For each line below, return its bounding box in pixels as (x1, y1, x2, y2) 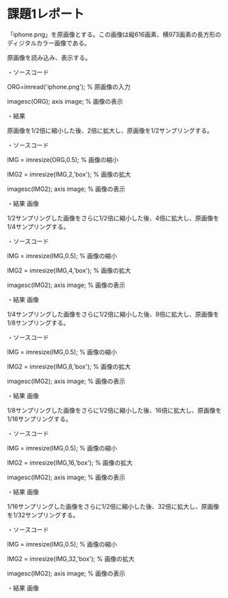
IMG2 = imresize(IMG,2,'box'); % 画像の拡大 (7, 170, 131, 179)
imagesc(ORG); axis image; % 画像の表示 (7, 97, 123, 105)
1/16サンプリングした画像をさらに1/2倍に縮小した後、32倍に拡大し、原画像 (7, 502, 220, 510)
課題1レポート (7, 6, 85, 22)
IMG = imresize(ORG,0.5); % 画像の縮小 (7, 155, 118, 163)
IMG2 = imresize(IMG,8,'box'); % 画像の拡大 (7, 362, 131, 371)
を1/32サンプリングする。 (7, 511, 79, 519)
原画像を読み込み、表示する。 (7, 53, 91, 62)
